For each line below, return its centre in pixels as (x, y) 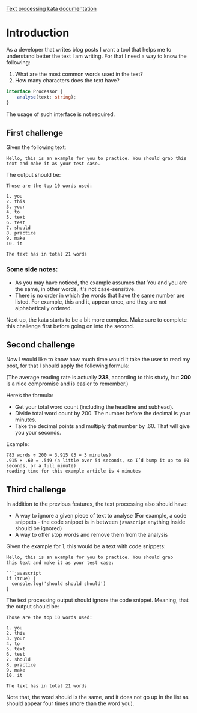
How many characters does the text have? (67, 80)
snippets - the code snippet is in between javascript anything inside (100, 522)
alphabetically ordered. (44, 308)
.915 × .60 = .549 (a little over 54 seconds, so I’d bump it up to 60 (98, 461)
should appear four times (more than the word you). (70, 703)
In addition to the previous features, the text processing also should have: (97, 504)
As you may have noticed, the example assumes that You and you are (101, 283)
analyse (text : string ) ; (47, 97)
